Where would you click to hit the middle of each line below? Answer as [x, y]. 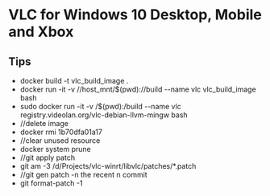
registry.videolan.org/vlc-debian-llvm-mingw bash [104, 115]
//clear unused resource [60, 141]
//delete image [44, 123]
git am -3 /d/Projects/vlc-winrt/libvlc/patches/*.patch [108, 166]
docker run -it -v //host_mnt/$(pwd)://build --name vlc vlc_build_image [138, 89]
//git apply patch [47, 157]
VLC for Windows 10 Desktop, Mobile [135, 15]
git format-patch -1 [51, 183]
